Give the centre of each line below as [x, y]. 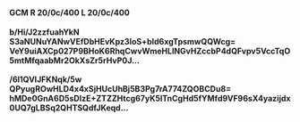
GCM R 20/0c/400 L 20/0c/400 [69, 12]
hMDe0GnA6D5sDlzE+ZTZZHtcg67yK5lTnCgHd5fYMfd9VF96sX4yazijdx [150, 99]
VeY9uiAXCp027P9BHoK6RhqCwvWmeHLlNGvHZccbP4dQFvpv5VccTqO [150, 51]
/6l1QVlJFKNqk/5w [46, 79]
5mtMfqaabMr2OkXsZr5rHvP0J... [75, 61]
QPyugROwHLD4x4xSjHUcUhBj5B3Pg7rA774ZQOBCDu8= [120, 89]
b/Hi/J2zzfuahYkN [44, 32]
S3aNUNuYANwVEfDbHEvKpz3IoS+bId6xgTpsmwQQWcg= [123, 42]
